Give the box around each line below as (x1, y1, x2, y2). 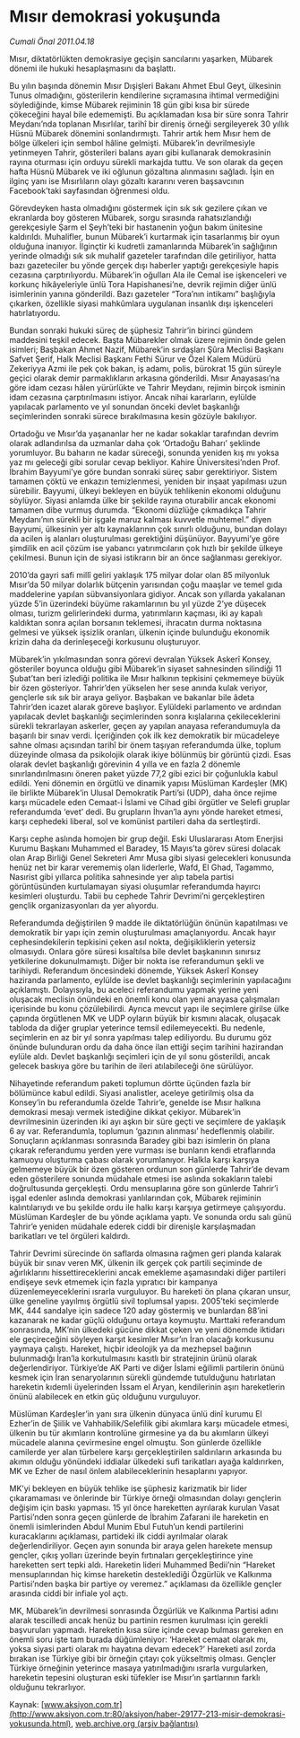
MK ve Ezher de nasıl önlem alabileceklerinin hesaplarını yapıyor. (9, 1465, 248, 1476)
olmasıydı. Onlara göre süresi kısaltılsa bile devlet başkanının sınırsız (9, 945, 261, 957)
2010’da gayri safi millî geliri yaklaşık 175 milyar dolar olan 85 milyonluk (9, 569, 270, 580)
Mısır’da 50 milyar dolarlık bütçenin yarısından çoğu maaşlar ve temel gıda (9, 579, 283, 590)
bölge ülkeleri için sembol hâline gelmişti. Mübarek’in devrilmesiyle (9, 137, 255, 148)
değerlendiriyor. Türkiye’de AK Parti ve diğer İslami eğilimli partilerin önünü (9, 1362, 285, 1373)
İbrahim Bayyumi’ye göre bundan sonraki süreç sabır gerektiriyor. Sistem (9, 466, 278, 477)
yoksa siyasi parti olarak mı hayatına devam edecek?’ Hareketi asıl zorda (9, 1643, 276, 1654)
